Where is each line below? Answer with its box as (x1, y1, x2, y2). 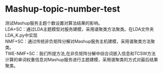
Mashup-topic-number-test (5, 3, 121, 15)
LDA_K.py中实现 (5, 32, 38, 38)
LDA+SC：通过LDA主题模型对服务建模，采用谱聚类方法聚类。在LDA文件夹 (5, 26, 154, 32)
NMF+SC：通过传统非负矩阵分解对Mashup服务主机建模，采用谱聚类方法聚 (5, 38, 155, 44)
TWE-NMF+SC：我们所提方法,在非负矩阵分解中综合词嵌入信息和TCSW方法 (5, 50, 156, 56)
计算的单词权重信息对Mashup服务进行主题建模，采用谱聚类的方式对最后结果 (5, 56, 159, 62)
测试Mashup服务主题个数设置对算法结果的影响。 (5, 20, 103, 26)
